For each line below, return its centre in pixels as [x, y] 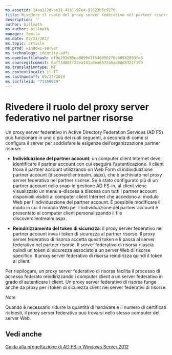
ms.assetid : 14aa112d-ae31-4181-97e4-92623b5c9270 [60, 10]
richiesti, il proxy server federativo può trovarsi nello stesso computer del [82, 312]
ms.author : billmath [27, 29]
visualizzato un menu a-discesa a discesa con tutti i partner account [85, 191]
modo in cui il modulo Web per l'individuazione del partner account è [85, 207]
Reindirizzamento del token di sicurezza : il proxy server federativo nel [88, 228]
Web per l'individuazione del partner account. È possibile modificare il [87, 202]
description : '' [23, 19]
